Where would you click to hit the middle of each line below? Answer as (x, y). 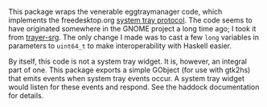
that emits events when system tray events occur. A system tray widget (127, 78)
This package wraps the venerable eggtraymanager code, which (115, 12)
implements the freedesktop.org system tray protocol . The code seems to (130, 20)
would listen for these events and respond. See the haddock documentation (134, 87)
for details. (26, 95)
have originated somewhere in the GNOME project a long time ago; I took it (132, 29)
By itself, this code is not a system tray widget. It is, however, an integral (128, 61)
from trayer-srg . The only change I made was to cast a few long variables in (134, 37)
